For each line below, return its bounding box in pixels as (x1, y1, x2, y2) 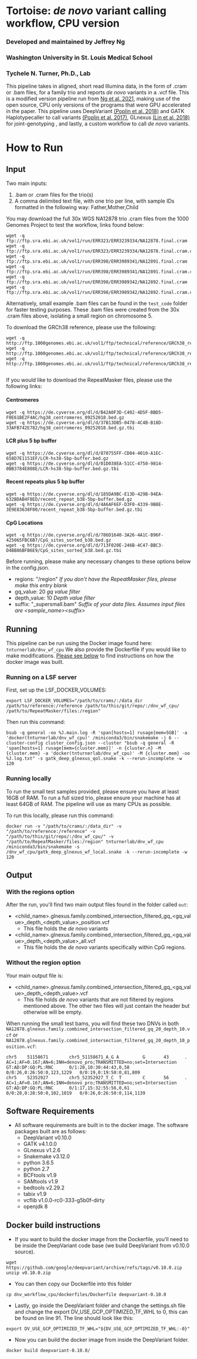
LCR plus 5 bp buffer (6, 437, 57, 444)
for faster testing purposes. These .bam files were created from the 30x (6, 306, 180, 313)
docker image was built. (6, 658, 64, 665)
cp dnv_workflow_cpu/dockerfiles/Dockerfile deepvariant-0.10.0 (6, 1292, 167, 1298)
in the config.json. (6, 564, 50, 571)
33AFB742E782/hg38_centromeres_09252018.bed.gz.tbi (6, 425, 135, 431)
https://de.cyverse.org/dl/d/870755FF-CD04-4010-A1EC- (27, 450, 164, 456)
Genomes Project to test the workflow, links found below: (6, 221, 144, 229)
